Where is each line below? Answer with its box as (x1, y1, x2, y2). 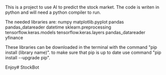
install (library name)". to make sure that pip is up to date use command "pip (5, 49, 162, 55)
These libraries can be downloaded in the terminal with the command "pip (5, 44, 158, 50)
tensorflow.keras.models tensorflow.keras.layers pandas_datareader (5, 30, 146, 35)
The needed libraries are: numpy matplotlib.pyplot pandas (5, 19, 124, 25)
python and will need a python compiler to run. (5, 9, 101, 15)
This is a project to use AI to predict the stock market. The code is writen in (5, 4, 160, 10)
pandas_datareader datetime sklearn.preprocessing (5, 24, 111, 30)
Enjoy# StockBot (5, 64, 39, 70)
